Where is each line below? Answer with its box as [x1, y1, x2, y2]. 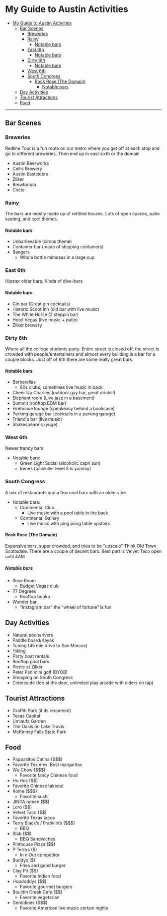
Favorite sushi [19, 794, 49, 800]
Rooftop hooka [19, 593, 50, 599]
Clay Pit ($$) [12, 868, 38, 874]
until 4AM [5, 553, 25, 559]
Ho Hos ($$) [12, 778, 38, 784]
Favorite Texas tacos [12, 815, 55, 821]
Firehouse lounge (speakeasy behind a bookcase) [12, 406, 115, 412]
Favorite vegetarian [19, 895, 60, 901]
